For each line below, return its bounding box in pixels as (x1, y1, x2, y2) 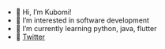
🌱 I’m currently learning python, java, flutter (15, 24, 157, 33)
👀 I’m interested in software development (15, 16, 150, 25)
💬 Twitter (15, 32, 46, 41)
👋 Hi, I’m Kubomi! (15, 8, 72, 16)
